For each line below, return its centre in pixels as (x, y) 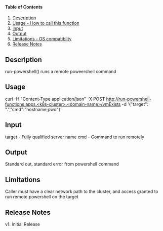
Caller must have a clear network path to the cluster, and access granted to (82, 192)
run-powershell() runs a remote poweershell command (61, 72)
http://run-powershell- (129, 99)
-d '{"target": (135, 104)
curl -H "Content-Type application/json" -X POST (55, 99)
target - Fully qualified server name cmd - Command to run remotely (75, 137)
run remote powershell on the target (42, 197)
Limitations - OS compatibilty (42, 39)
